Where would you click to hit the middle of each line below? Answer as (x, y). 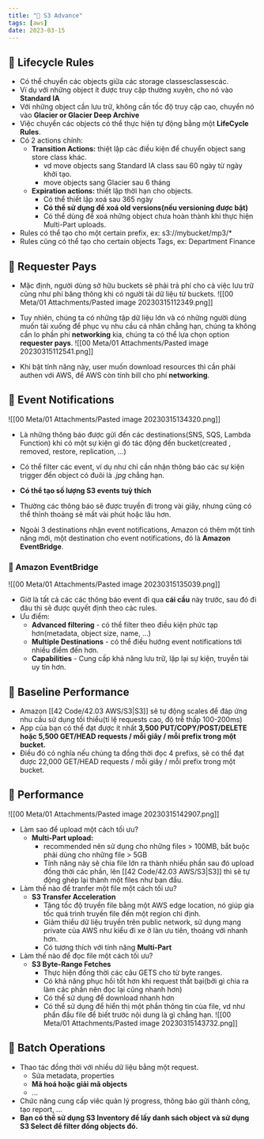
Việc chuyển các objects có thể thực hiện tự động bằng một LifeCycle (134, 124)
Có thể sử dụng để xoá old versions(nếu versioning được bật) (146, 208)
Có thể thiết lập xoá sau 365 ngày (98, 200)
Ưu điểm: (34, 617)
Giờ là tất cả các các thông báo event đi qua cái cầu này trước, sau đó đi (138, 600)
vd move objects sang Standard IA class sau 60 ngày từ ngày (143, 166)
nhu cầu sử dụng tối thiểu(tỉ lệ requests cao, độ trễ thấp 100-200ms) (131, 719)
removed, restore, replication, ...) (73, 451)
